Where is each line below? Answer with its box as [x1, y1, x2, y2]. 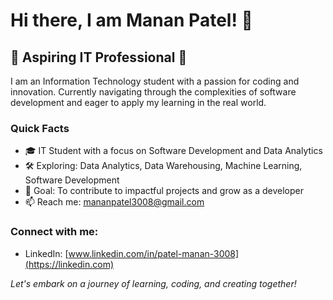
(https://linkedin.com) [24, 258, 115, 270]
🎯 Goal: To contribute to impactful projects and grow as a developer [24, 185, 304, 197]
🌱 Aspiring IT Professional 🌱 [10, 49, 188, 66]
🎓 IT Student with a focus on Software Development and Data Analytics [24, 145, 323, 157]
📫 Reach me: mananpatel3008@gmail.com [24, 196, 205, 208]
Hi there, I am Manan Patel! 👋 [10, 9, 253, 32]
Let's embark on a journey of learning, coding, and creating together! [10, 277, 297, 289]
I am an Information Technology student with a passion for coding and [10, 75, 300, 87]
